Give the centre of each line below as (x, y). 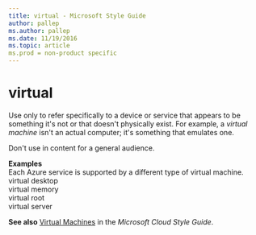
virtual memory (34, 189)
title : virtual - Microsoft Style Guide (78, 16)
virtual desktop (34, 180)
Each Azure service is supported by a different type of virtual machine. (126, 172)
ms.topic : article (39, 46)
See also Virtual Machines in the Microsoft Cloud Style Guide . (111, 221)
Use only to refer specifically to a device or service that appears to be (124, 115)
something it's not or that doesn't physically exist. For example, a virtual (128, 124)
